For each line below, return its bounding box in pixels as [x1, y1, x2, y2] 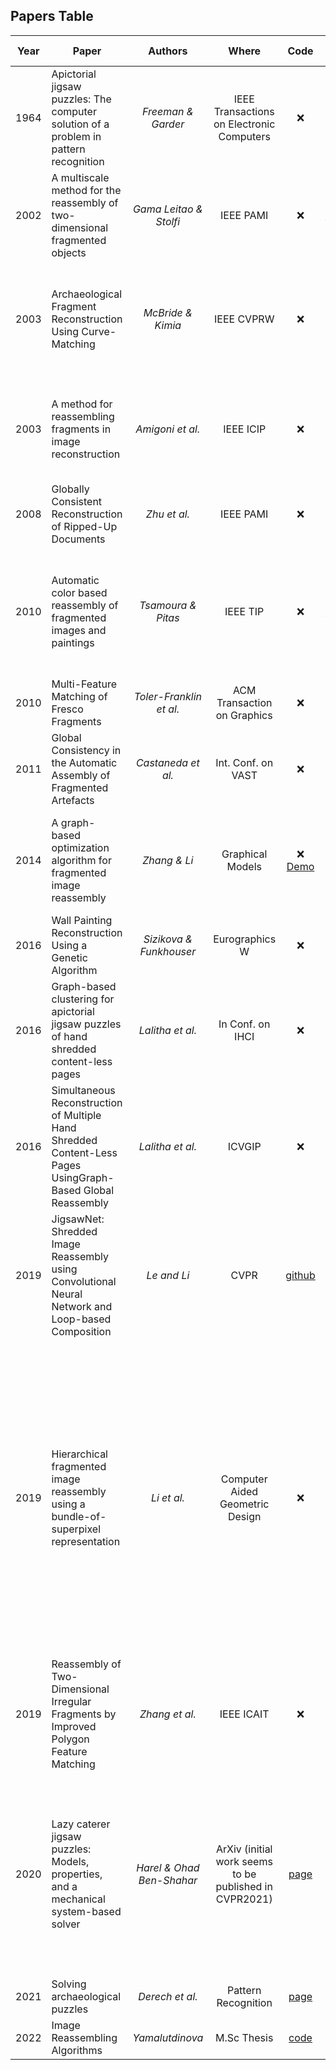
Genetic [51, 950, 88, 964]
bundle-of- [51, 1509, 107, 1523]
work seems [215, 1854, 273, 1868]
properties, [51, 1867, 103, 1881]
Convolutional [51, 1274, 117, 1288]
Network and [51, 1299, 113, 1313]
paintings [51, 635, 95, 649]
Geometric [219, 1497, 270, 1511]
